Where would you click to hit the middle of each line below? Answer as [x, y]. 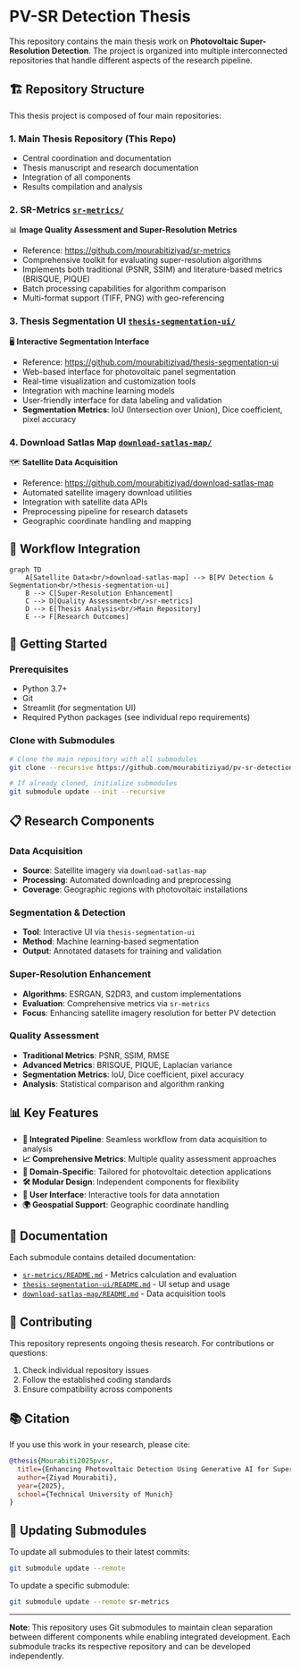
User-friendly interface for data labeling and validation [122, 400]
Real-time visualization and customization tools [109, 381]
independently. [37, 1656]
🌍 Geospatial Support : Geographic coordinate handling [125, 1204]
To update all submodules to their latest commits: [100, 1552]
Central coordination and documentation [96, 158]
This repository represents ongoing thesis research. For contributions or [142, 1344]
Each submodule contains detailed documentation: [103, 1258]
